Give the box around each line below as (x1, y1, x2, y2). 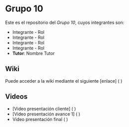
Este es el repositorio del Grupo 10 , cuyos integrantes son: (5, 19, 125, 25)
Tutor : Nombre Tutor (12, 50, 55, 56)
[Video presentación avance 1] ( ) (12, 111, 80, 117)
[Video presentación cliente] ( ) (12, 106, 76, 112)
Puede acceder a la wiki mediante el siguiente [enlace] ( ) (5, 78, 123, 84)
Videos (5, 93, 28, 101)
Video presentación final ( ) (12, 116, 68, 122)
